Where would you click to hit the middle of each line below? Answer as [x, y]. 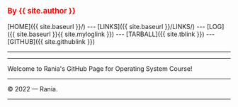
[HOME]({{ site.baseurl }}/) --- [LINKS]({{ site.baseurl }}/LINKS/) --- [106, 27]
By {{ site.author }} [42, 11]
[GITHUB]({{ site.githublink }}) [51, 41]
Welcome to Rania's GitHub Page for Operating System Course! [100, 69]
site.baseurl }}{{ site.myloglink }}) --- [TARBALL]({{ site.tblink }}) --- [116, 34]
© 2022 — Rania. [33, 89]
